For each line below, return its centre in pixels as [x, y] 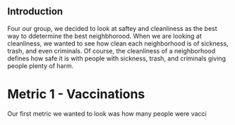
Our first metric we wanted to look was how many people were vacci [107, 113]
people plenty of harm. [41, 65]
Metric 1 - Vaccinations [76, 94]
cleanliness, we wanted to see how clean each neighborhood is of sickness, [118, 43]
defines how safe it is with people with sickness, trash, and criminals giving [117, 58]
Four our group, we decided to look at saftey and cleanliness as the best [112, 28]
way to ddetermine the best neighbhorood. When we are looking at [105, 36]
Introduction [35, 12]
